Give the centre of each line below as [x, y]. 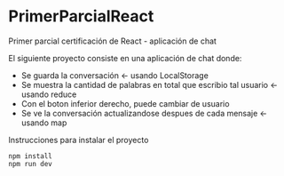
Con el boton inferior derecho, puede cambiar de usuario [125, 103]
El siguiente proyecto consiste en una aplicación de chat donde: [125, 58]
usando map [44, 123]
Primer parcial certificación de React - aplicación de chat [112, 41]
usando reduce [49, 94]
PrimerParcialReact [81, 16]
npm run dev [30, 164]
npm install [30, 156]
